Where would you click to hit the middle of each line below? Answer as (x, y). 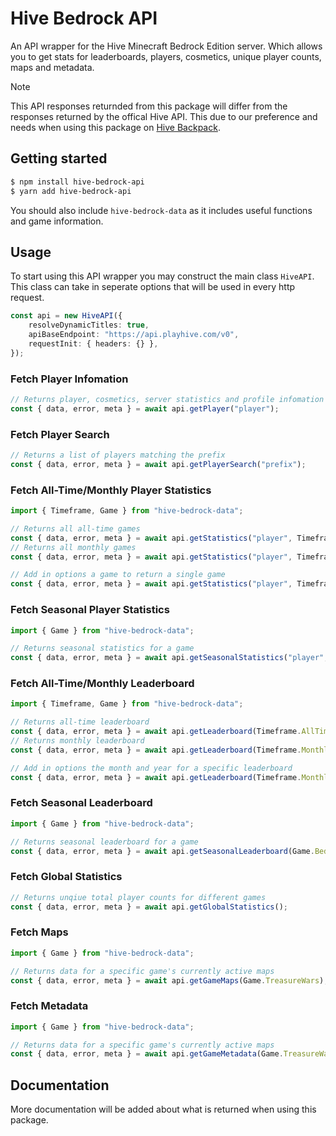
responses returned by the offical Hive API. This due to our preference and (164, 116)
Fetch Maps (39, 932)
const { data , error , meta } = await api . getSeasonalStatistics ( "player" (167, 658)
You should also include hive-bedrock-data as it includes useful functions (161, 210)
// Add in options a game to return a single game (118, 575)
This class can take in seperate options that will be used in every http (153, 287)
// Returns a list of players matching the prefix (118, 455)
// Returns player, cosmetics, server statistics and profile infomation (167, 399)
